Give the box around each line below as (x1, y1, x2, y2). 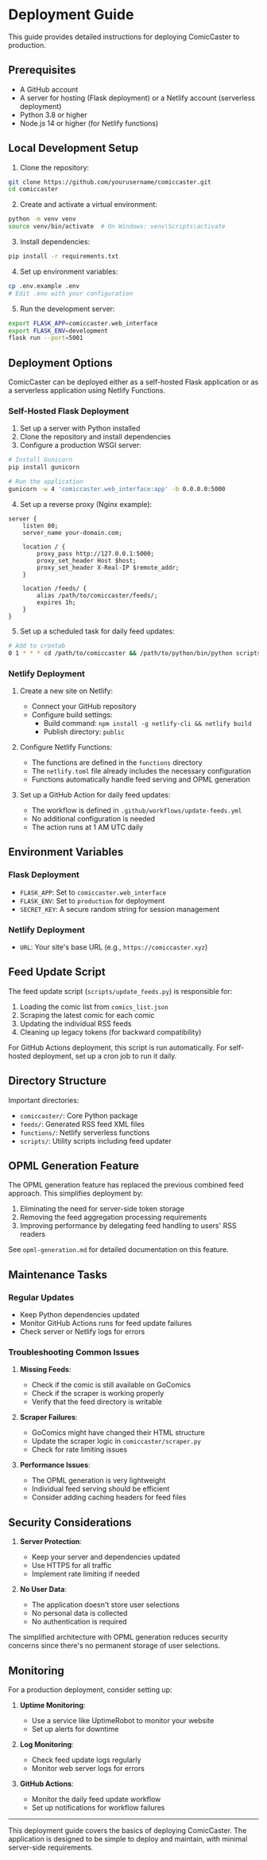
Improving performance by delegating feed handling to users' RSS (19, 1221, 237, 1230)
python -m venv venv (8, 215, 77, 224)
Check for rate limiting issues (31, 1445, 128, 1454)
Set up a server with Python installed (19, 423, 141, 433)
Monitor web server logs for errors (31, 1764, 145, 1772)
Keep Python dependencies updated (19, 1310, 141, 1320)
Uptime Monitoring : (19, 1701, 86, 1710)
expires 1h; (37, 599, 77, 606)
